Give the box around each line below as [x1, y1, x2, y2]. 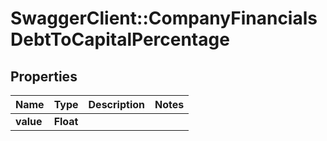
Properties [10, 68, 78, 85]
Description [88, 98, 145, 111]
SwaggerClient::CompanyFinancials [10, 7, 318, 30]
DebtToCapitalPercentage [10, 28, 230, 51]
